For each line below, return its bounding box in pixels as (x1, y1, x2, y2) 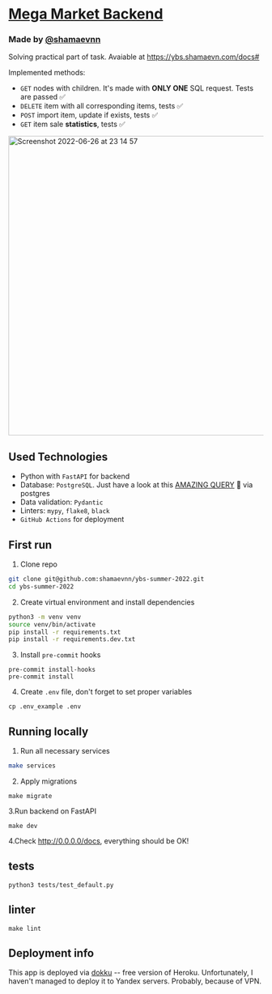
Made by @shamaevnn (8, 34, 101, 45)
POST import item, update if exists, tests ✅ (19, 110, 159, 120)
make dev (8, 822, 38, 830)
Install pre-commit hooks (19, 650, 101, 660)
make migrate (8, 792, 53, 801)
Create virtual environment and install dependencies (19, 597, 195, 607)
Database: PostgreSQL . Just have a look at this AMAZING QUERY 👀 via (19, 480, 253, 490)
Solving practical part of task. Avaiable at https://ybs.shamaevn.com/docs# (8, 52, 260, 62)
